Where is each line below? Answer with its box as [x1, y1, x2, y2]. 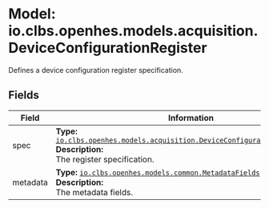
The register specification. [55, 154, 155, 165]
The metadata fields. [55, 186, 134, 198]
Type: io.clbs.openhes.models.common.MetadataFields [55, 166, 260, 178]
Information [167, 112, 215, 123]
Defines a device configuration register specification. [8, 65, 184, 74]
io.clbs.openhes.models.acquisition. [8, 22, 259, 40]
